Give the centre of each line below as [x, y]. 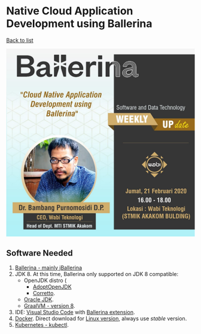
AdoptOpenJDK [52, 286]
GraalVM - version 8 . [49, 305]
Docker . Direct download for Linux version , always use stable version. [101, 318]
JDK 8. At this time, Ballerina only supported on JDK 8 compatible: [96, 274]
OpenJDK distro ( [45, 280]
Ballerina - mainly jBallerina [48, 268]
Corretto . [44, 293]
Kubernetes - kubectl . [42, 324]
